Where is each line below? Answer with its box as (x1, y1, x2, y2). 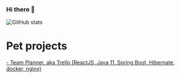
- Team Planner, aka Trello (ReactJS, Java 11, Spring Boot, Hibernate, (6, 59, 175, 66)
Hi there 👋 (6, 5, 36, 14)
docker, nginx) (6, 65, 42, 73)
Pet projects (6, 40, 67, 53)
